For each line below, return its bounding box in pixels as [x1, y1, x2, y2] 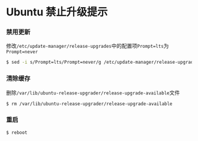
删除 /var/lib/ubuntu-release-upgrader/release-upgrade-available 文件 [6, 89, 180, 96]
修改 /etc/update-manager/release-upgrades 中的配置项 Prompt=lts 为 [6, 42, 169, 50]
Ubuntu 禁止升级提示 [6, 5, 108, 19]
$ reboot [6, 129, 28, 136]
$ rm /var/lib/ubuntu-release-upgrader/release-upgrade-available [6, 101, 173, 107]
